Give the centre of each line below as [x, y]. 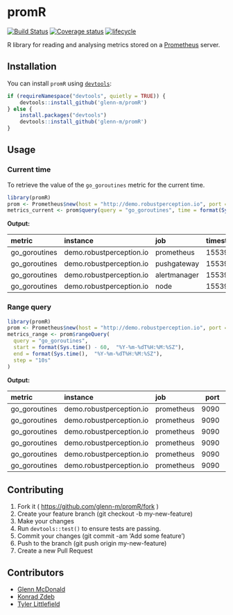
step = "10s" [32, 360]
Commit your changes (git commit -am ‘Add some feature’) [101, 536]
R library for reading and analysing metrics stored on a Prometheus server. [114, 44]
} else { [20, 109]
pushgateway [177, 264]
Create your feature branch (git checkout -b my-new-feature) [105, 514]
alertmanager [177, 275]
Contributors [36, 572]
